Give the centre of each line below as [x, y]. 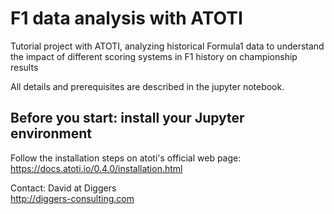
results [24, 67]
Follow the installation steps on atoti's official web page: [126, 158]
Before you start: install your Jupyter [127, 118]
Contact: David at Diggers [63, 188]
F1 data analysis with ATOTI [126, 18]
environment [51, 133]
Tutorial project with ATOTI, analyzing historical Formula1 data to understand [167, 46]
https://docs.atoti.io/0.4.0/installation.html [96, 168]
